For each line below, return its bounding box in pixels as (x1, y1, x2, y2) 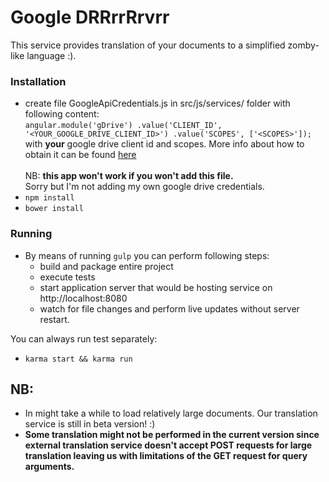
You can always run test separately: (10, 332, 158, 345)
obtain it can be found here (24, 149, 137, 161)
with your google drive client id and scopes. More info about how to (24, 138, 305, 150)
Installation (10, 74, 67, 88)
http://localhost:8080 (39, 292, 128, 304)
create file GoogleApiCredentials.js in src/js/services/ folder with (24, 97, 291, 110)
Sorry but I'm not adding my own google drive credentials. (24, 181, 265, 193)
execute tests (39, 271, 96, 283)
